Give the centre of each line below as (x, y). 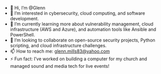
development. (24, 18)
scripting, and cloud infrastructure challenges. (58, 45)
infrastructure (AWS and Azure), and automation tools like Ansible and (83, 29)
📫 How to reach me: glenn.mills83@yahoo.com (60, 51)
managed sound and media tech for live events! (60, 66)
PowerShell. (23, 35)
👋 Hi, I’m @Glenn (28, 8)
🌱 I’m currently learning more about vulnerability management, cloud (82, 24)
